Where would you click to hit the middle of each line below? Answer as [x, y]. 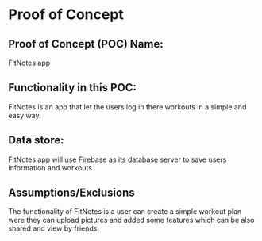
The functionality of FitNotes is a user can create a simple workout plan [125, 212]
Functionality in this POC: [73, 88]
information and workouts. [51, 167]
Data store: [37, 140]
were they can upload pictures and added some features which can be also [131, 220]
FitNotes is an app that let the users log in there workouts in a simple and [127, 107]
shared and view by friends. [54, 228]
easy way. [25, 115]
